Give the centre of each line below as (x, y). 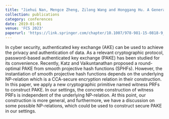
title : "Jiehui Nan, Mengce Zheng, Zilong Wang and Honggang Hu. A (77, 10)
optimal (13, 68)
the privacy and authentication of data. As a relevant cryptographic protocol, (84, 52)
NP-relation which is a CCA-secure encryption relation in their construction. (83, 79)
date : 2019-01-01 (23, 24)
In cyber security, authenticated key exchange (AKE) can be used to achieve (84, 47)
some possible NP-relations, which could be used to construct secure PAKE (83, 106)
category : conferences (29, 19)
